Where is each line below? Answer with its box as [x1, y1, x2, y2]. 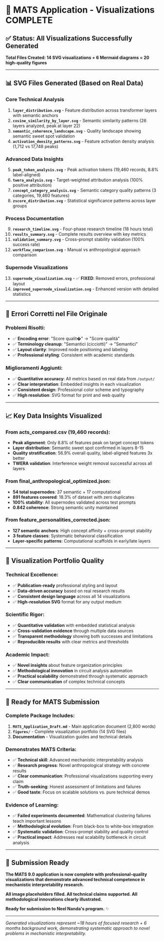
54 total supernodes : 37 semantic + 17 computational [12, 489, 121, 495]
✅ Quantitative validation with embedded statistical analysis [12, 622, 135, 628]
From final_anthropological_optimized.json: [5, 478, 111, 485]
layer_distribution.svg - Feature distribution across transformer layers [12, 107, 157, 113]
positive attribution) [12, 182, 52, 188]
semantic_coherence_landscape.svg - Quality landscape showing [12, 128, 142, 133]
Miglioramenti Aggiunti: [5, 365, 63, 372]
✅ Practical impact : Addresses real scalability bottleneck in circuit [12, 834, 146, 840]
